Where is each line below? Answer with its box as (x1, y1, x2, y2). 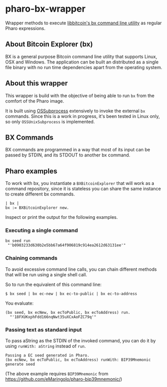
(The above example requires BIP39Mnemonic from (5, 371, 109, 377)
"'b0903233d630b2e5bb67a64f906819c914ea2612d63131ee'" (7, 243, 126, 248)
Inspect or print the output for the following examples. (5, 214, 118, 220)
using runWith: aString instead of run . (5, 343, 86, 349)
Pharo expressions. (5, 25, 46, 31)
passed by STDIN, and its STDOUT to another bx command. (5, 152, 130, 158)
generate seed (5, 362, 36, 367)
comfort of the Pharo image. (5, 98, 64, 104)
